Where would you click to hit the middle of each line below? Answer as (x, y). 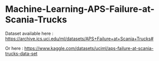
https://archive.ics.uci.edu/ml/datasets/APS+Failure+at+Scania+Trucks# (79, 39)
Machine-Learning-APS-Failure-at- (80, 9)
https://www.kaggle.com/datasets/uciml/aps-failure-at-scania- (89, 48)
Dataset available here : (29, 33)
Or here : (14, 48)
